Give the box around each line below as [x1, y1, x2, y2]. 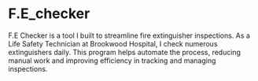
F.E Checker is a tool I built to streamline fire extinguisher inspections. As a [8, 31, 250, 40]
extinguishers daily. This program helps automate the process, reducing [8, 47, 241, 57]
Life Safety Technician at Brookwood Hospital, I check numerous [8, 39, 218, 48]
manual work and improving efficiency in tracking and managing [8, 56, 216, 65]
